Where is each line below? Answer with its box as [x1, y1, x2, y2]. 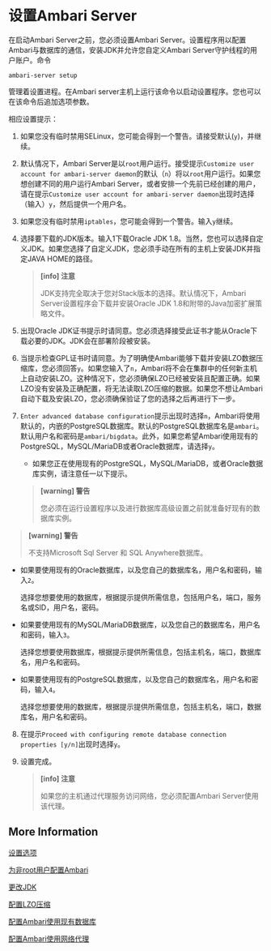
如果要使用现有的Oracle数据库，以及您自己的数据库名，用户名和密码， [19, 564, 256, 575]
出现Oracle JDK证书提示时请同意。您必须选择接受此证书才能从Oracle [19, 325, 251, 336]
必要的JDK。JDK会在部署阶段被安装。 [27, 336, 155, 345]
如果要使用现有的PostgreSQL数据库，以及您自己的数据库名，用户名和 [19, 674, 252, 684]
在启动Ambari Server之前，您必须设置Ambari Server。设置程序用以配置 [8, 35, 247, 45]
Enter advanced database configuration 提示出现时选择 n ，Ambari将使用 [19, 410, 260, 421]
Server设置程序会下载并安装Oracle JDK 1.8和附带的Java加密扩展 [40, 298, 256, 308]
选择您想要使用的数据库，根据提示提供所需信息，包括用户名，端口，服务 [19, 592, 261, 602]
